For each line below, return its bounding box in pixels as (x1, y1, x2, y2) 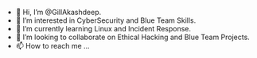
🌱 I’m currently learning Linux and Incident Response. (15, 24, 192, 33)
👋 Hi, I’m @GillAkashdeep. (15, 8, 102, 16)
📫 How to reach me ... (15, 42, 90, 50)
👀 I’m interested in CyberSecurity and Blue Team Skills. (15, 16, 197, 25)
